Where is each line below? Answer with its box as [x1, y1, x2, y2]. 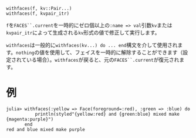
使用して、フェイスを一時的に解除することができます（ [49, 49, 183, 56]
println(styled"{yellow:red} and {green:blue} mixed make [35, 111, 180, 117]
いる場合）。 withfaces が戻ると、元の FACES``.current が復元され [26, 56, 180, 63]
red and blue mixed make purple [6, 126, 85, 132]
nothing [15, 50, 35, 56]
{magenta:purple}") [6, 116, 54, 122]
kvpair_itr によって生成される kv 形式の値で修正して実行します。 [6, 29, 160, 36]
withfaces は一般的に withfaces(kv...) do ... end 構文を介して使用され [6, 42, 178, 48]
